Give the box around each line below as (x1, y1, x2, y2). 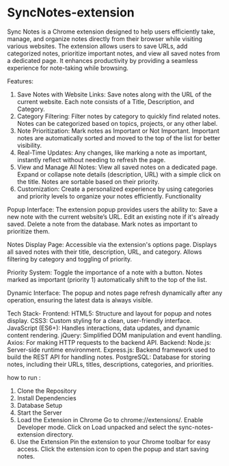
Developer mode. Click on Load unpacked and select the (16, 423, 178, 431)
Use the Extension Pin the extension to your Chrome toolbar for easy (16, 437, 211, 445)
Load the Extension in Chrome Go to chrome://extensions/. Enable (16, 415, 204, 424)
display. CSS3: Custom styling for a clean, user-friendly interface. (7, 316, 192, 324)
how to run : (7, 373, 41, 381)
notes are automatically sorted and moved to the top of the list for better (16, 133, 221, 142)
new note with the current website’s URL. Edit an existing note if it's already (7, 212, 219, 220)
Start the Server (16, 409, 62, 417)
